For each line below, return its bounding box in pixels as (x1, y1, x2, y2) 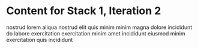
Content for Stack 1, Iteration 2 (6, 4, 161, 18)
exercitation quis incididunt (6, 36, 73, 43)
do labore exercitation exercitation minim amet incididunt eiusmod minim (6, 30, 185, 37)
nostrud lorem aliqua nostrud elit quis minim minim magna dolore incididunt (6, 24, 193, 31)
